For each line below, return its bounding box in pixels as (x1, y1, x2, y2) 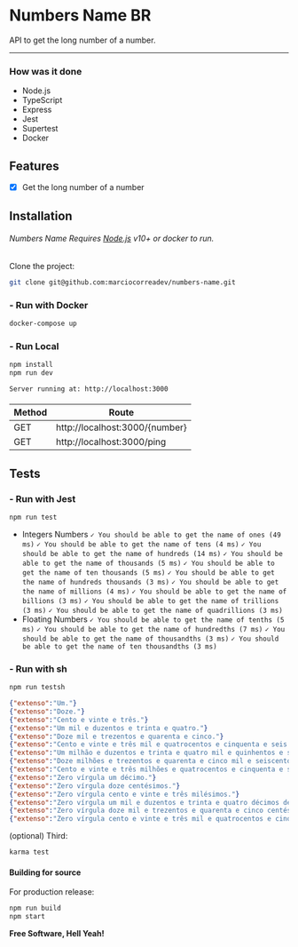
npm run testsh (9, 683, 66, 692)
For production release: (9, 887, 95, 897)
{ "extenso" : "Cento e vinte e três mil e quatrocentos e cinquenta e (9, 740, 268, 749)
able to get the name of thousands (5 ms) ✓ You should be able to (21, 559, 275, 568)
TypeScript (21, 95, 63, 106)
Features (9, 158, 59, 173)
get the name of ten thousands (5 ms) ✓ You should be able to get (21, 568, 275, 577)
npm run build (9, 903, 62, 913)
